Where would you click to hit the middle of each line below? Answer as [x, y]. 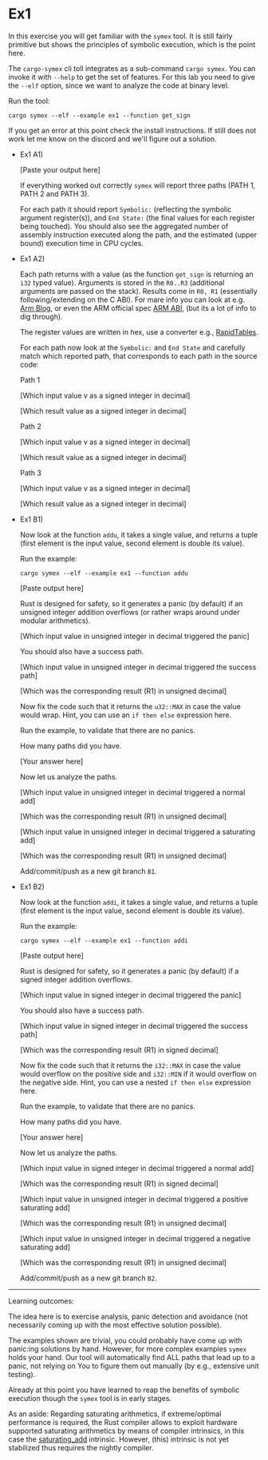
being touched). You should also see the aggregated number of [124, 226]
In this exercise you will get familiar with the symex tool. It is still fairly [120, 36]
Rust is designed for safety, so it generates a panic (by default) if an [131, 603]
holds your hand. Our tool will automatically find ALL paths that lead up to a [132, 1357]
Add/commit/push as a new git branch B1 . [88, 871]
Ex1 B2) [32, 887]
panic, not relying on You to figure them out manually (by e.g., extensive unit [134, 1366]
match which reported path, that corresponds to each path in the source [138, 355]
